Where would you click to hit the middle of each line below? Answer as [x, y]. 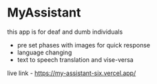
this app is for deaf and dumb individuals [65, 32]
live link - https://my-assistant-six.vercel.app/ [72, 73]
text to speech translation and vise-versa [75, 59]
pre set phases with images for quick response [84, 45]
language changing [44, 52]
